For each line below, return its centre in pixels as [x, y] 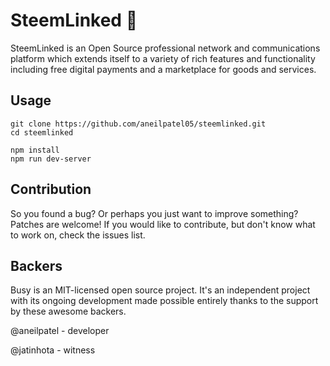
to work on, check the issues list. [78, 235]
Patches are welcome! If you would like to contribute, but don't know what [163, 224]
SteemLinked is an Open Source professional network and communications [165, 48]
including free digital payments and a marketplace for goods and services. [163, 69]
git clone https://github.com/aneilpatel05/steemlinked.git [138, 124]
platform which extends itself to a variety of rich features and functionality [163, 58]
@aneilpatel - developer [60, 331]
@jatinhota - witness [53, 350]
